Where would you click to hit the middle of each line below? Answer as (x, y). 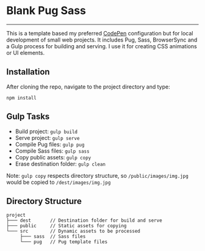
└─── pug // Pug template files (64, 242)
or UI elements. (25, 53)
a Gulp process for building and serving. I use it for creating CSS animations (102, 46)
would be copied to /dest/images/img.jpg (59, 182)
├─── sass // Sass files (53, 237)
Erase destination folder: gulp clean (60, 164)
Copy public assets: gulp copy (53, 157)
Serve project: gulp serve (47, 137)
